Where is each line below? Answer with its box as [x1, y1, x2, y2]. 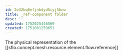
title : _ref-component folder [5, 12, 68, 17]
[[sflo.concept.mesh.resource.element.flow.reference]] [5, 45, 118, 51]
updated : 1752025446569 [5, 21, 55, 26]
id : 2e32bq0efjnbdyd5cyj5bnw [5, 7, 66, 12]
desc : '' [5, 16, 23, 21]
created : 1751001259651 [5, 26, 55, 31]
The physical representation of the [5, 39, 76, 45]
